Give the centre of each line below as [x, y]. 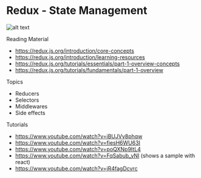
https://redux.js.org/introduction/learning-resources [80, 57]
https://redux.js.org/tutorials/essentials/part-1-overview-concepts [97, 64]
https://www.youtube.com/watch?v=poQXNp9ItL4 [78, 149]
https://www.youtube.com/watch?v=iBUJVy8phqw [79, 136]
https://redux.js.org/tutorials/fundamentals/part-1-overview [89, 70]
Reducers [27, 93]
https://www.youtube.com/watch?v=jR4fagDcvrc [76, 168]
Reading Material [27, 39]
